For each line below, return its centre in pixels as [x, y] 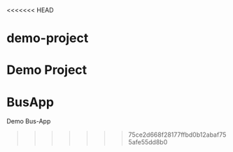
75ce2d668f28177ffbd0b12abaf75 [177, 135]
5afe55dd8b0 [148, 142]
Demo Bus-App [29, 121]
